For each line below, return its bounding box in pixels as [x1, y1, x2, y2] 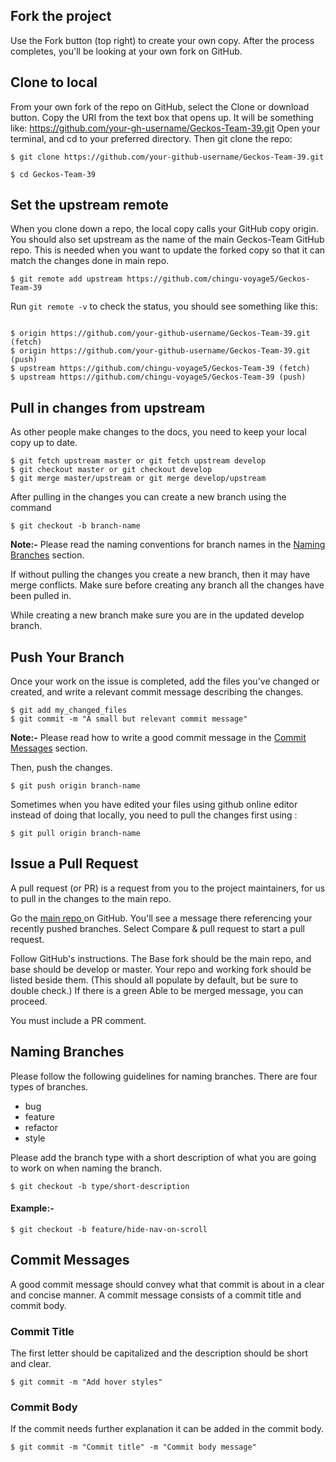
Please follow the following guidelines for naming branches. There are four [10, 1070, 318, 1082]
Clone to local [10, 74, 98, 91]
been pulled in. [10, 590, 72, 602]
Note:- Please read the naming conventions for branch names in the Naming [10, 539, 326, 551]
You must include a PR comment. [10, 1014, 147, 1026]
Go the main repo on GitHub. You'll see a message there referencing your [10, 912, 313, 924]
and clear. [10, 1358, 52, 1369]
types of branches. [10, 1080, 89, 1093]
